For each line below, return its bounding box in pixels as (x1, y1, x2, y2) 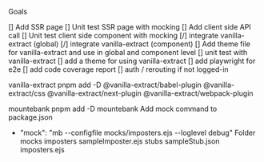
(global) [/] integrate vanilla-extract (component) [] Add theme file (33, 39, 250, 49)
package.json (8, 113, 54, 122)
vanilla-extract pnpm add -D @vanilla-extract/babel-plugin (8, 80, 202, 89)
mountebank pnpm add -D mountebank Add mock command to (8, 104, 218, 113)
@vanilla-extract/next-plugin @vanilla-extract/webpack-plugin (46, 89, 254, 98)
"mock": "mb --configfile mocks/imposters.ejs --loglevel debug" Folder (19, 128, 256, 137)
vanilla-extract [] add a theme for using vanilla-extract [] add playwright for (8, 56, 256, 65)
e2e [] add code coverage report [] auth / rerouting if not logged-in (8, 65, 230, 74)
